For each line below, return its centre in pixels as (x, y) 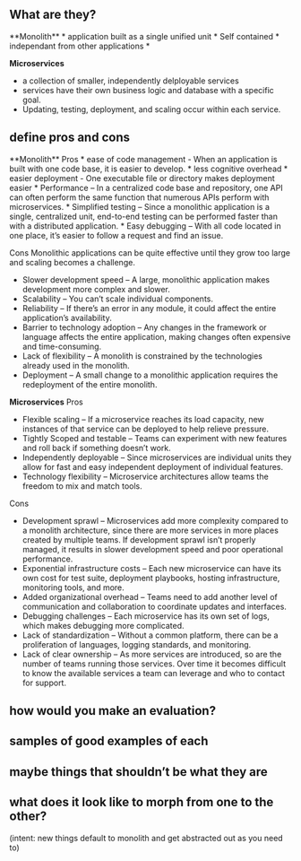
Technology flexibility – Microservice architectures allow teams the (145, 476)
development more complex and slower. (96, 289)
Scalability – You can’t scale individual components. (117, 299)
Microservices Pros (46, 402)
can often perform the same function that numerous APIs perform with (139, 197)
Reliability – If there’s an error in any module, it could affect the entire (149, 308)
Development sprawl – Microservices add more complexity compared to (155, 520)
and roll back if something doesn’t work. (97, 448)
